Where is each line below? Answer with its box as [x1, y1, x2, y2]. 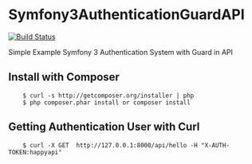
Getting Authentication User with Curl [8, 120, 200, 134]
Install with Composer [8, 70, 120, 84]
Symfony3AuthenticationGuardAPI [8, 6, 245, 24]
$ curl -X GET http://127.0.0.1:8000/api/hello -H [22, 141, 198, 149]
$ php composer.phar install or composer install [22, 98, 191, 107]
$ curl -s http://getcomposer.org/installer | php [22, 92, 195, 100]
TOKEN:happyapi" [8, 148, 62, 156]
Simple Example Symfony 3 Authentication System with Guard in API [8, 47, 234, 57]
